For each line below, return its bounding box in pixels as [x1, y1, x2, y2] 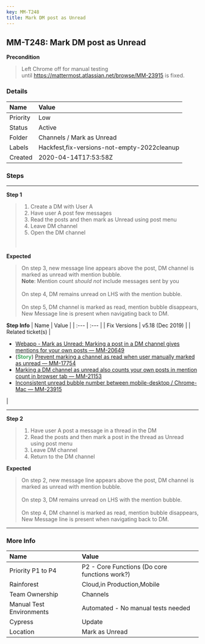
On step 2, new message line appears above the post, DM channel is [21, 476, 194, 484]
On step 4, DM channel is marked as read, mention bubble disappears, [21, 509, 199, 516]
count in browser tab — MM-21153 [15, 372, 102, 380]
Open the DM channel [30, 229, 86, 236]
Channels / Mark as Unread [38, 133, 117, 141]
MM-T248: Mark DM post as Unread [6, 37, 146, 48]
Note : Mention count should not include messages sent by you [21, 277, 179, 284]
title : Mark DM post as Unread [6, 15, 86, 21]
